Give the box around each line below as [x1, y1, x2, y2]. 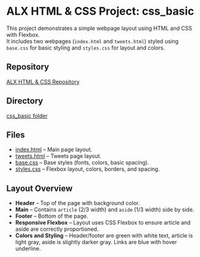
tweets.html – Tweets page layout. [15, 152, 102, 160]
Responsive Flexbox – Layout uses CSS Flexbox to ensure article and [15, 219, 191, 226]
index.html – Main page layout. [15, 146, 93, 154]
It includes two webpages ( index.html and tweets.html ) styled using [6, 37, 179, 45]
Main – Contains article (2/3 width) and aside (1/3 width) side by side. [15, 206, 194, 214]
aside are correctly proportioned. [15, 225, 99, 233]
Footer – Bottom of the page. [15, 212, 89, 220]
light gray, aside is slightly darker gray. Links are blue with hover [15, 239, 177, 246]
